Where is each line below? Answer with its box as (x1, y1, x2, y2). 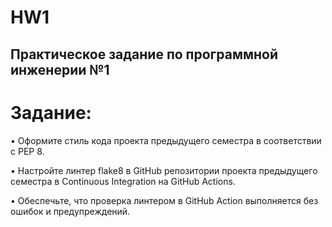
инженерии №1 (10, 61, 110, 78)
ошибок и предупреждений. (10, 205, 131, 217)
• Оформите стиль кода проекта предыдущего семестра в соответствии (10, 134, 322, 146)
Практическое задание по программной (10, 46, 279, 63)
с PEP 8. (10, 145, 45, 157)
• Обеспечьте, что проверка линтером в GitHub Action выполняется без (10, 194, 319, 206)
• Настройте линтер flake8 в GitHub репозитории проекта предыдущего (10, 164, 318, 176)
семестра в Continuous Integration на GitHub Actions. (10, 175, 236, 187)
